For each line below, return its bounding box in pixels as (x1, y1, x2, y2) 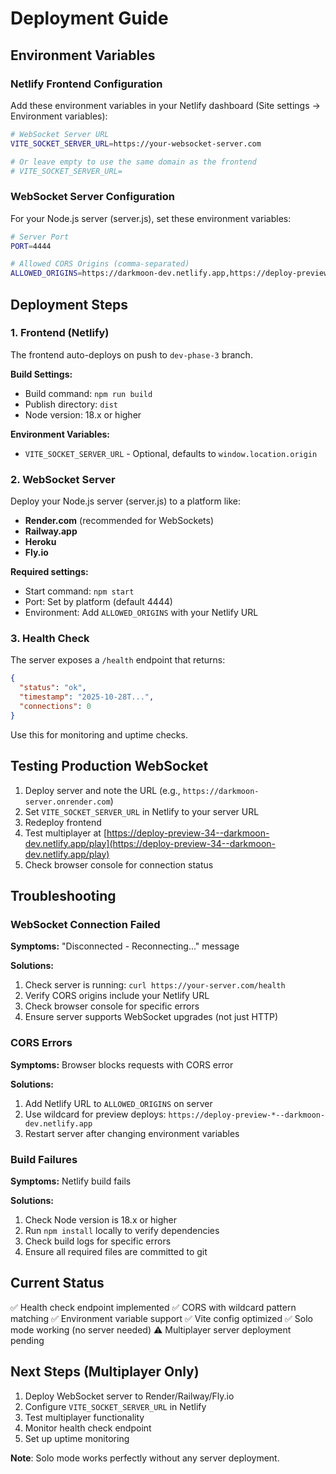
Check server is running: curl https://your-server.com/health (24, 979, 286, 991)
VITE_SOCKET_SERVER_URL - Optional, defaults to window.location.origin (24, 447, 318, 459)
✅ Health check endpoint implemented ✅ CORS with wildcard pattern (10, 1301, 297, 1313)
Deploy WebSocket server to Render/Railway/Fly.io (24, 1390, 235, 1402)
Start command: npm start (24, 585, 135, 597)
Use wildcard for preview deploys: (24, 1108, 167, 1120)
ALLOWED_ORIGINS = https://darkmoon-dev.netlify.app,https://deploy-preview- (10, 268, 333, 279)
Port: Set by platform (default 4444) (24, 596, 173, 608)
